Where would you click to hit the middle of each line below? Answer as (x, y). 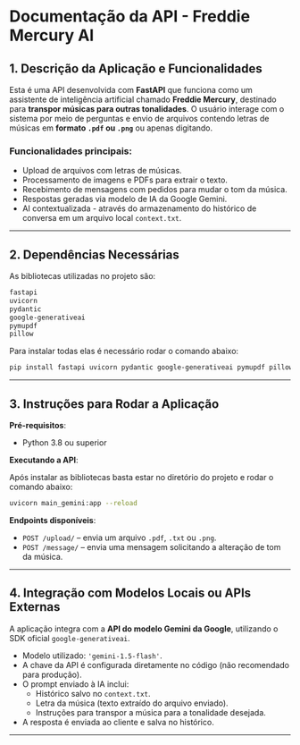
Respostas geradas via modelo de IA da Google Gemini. (125, 199)
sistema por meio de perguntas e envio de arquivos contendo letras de (139, 119)
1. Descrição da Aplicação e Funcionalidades (136, 68)
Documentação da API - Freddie (130, 17)
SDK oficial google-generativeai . (70, 638)
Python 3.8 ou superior (64, 443)
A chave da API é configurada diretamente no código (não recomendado (156, 665)
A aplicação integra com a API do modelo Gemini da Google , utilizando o (144, 629)
